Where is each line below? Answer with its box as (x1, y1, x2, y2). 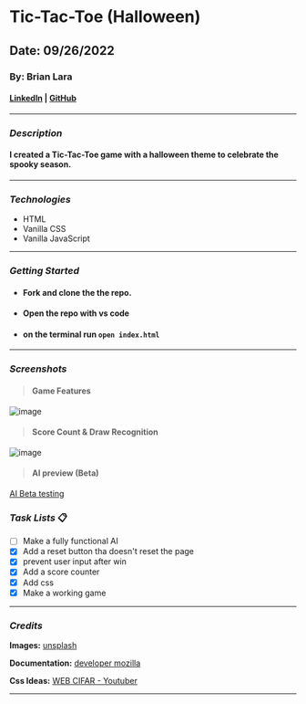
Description (9, 126, 63, 139)
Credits (9, 619, 43, 632)
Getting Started (9, 265, 80, 278)
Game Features (31, 385, 91, 396)
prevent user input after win (22, 556, 127, 567)
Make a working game (22, 587, 107, 598)
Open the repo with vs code (22, 308, 130, 319)
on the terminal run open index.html (22, 329, 160, 340)
